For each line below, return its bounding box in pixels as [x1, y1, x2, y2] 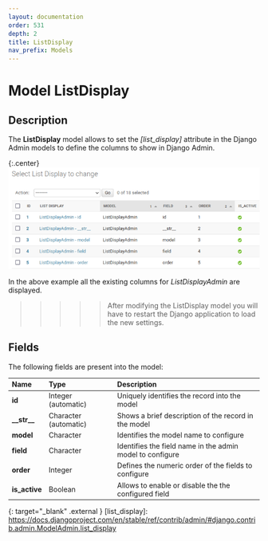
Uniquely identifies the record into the [116, 391, 241, 401]
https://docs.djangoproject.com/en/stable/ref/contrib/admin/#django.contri [8, 515, 256, 525]
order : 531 [8, 21, 45, 29]
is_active [11, 484, 42, 494]
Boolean [49, 484, 76, 494]
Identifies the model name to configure [116, 430, 245, 440]
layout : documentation [8, 13, 84, 21]
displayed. [8, 285, 42, 295]
